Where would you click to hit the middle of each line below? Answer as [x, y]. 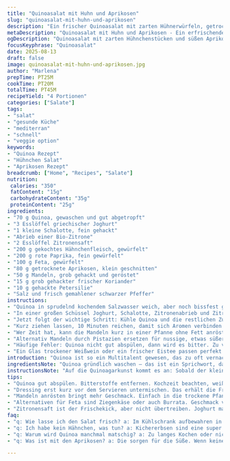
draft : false [26, 58]
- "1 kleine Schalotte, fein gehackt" [62, 230]
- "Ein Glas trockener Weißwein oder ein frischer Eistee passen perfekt [115, 352]
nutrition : [23, 179]
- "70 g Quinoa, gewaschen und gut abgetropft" [76, 217]
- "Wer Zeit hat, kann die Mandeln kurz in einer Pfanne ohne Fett [105, 332]
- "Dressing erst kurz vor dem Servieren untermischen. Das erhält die [111, 390]
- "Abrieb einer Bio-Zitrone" [50, 237]
